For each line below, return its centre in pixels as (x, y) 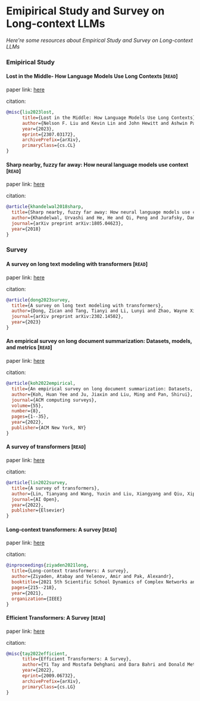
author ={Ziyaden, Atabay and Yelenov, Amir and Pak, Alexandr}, (93, 577)
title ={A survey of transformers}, (56, 488)
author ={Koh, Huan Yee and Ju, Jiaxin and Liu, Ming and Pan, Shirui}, (102, 394)
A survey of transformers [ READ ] (46, 447)
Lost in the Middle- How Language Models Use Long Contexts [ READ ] (92, 76)
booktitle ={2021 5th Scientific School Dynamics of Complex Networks (99, 582)
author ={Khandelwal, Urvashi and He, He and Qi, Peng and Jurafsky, (98, 218)
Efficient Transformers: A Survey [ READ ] (56, 617)
